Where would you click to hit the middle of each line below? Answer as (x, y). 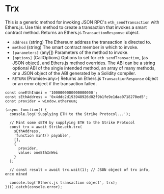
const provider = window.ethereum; (41, 101)
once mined (16, 174)
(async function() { (26, 110)
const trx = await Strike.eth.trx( (46, 127)
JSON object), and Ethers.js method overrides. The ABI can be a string (84, 63)
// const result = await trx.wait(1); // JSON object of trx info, (80, 170)
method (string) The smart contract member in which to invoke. (75, 47)
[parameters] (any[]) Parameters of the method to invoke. (70, 52)
